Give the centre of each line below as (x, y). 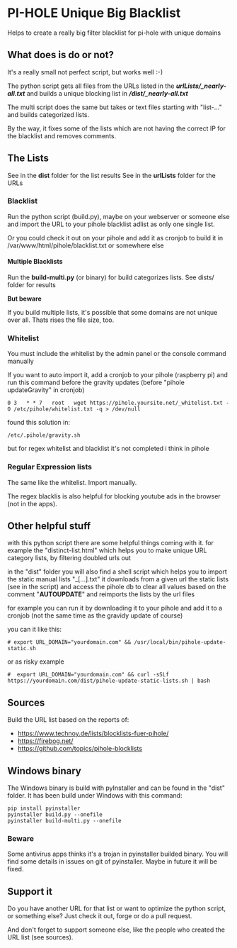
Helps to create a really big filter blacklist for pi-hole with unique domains (114, 33)
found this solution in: (39, 423)
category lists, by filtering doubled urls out (69, 558)
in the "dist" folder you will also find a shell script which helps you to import (117, 571)
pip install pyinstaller (44, 809)
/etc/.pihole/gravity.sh (44, 435)
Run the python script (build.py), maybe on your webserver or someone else (118, 216)
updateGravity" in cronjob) (46, 390)
